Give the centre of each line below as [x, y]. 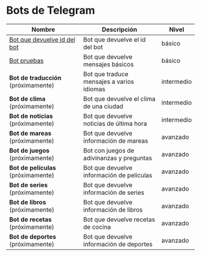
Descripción [119, 29]
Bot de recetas [31, 219]
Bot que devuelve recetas [119, 219]
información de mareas [115, 140]
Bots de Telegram [51, 10]
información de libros [113, 209]
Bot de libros [28, 202]
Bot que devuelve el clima [119, 98]
